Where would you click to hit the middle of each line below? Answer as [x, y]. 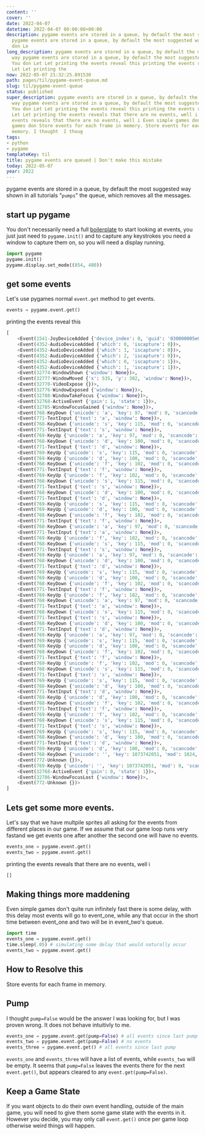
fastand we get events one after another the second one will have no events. [103, 835]
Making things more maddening [68, 894]
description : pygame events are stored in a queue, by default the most [101, 35]
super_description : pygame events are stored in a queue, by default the [102, 97]
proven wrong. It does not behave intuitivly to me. [69, 1025]
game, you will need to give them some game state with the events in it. [96, 1112]
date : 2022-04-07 [28, 23]
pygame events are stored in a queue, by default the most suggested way [99, 189]
